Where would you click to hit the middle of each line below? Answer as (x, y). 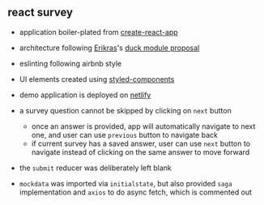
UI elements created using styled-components (97, 79)
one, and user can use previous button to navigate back (124, 135)
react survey (40, 13)
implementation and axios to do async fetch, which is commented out (136, 192)
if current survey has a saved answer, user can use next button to (141, 143)
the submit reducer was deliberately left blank (95, 168)
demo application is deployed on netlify (85, 95)
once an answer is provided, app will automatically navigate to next (143, 126)
